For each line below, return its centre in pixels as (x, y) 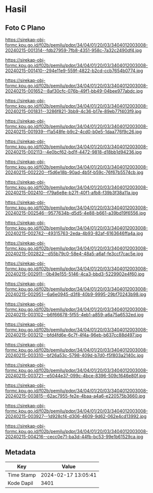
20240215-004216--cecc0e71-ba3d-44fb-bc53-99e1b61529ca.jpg (74, 437)
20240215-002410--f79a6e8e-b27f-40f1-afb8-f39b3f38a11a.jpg (72, 193)
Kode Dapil (20, 483)
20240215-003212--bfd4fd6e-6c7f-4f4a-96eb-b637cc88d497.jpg (74, 335)
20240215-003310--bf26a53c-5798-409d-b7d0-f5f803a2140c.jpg (74, 355)
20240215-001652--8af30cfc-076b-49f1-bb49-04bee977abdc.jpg (74, 91)
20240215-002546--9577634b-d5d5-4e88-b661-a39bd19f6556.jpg (76, 213)
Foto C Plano (25, 28)
